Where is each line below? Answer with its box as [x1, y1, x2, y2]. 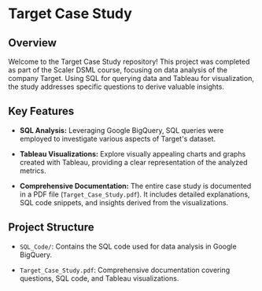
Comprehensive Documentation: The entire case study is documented [19, 181, 252, 190]
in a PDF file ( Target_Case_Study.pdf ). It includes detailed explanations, [19, 190, 250, 199]
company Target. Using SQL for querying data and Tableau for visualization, [8, 74, 254, 83]
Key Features [8, 105, 75, 118]
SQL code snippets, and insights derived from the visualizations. [19, 197, 229, 207]
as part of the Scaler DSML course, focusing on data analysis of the [8, 65, 228, 75]
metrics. [19, 166, 47, 175]
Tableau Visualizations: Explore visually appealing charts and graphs [19, 149, 246, 158]
